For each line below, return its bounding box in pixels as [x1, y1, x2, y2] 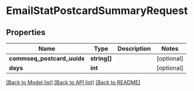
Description [117, 45, 151, 52]
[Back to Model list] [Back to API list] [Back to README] [6, 79, 141, 86]
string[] [90, 54, 113, 62]
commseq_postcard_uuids [9, 54, 85, 62]
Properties [6, 27, 46, 37]
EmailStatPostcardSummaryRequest [6, 4, 188, 17]
